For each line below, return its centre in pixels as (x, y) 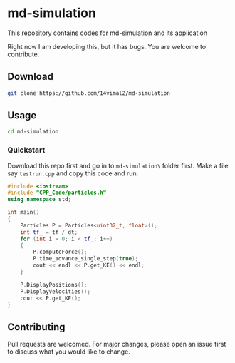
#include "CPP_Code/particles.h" (57, 193)
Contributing (36, 327)
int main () (23, 213)
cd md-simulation (33, 132)
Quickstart (26, 150)
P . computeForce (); (60, 252)
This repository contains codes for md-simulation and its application (108, 33)
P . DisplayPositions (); (54, 285)
